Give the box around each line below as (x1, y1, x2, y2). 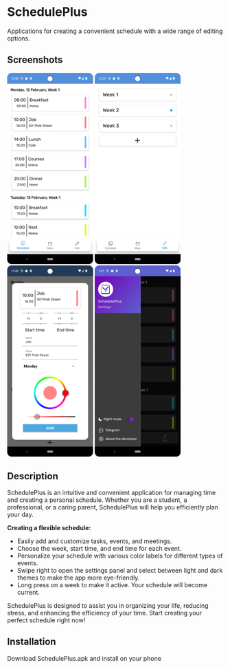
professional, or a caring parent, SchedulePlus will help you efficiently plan (7, 503, 218, 511)
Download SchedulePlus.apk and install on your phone (7, 654, 161, 662)
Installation (7, 636, 56, 648)
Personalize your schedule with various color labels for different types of (16, 551, 223, 560)
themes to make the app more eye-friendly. (16, 573, 140, 582)
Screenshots (7, 54, 63, 66)
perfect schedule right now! (7, 616, 86, 624)
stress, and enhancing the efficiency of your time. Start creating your (7, 608, 203, 617)
